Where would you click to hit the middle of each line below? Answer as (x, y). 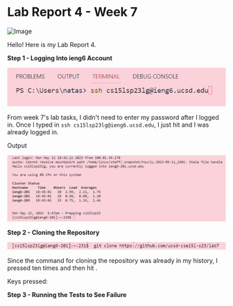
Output (17, 145)
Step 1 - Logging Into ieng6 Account (60, 58)
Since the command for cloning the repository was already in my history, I (113, 260)
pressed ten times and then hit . (52, 268)
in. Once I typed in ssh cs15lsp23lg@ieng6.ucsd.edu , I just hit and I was (108, 125)
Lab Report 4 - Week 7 (72, 12)
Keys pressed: (28, 281)
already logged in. (33, 132)
